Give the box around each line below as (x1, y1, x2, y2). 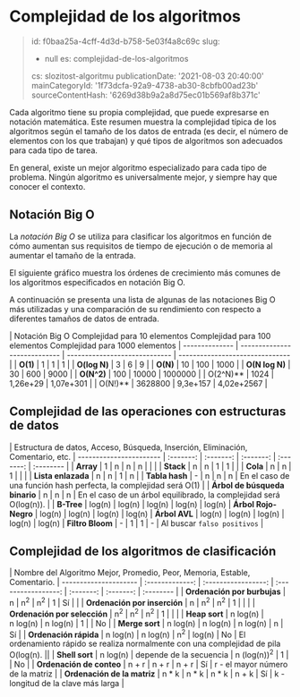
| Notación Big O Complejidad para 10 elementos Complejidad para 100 (9, 330, 271, 341)
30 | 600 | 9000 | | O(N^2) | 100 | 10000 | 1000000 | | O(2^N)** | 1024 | (9, 369, 275, 379)
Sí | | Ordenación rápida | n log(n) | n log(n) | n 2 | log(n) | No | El (9, 627, 246, 640)
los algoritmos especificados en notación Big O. (9, 276, 185, 287)
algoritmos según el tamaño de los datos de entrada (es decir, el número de (9, 125, 289, 136)
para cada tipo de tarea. (9, 145, 99, 156)
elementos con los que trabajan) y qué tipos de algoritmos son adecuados (9, 135, 284, 146)
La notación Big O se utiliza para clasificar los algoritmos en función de (9, 231, 272, 242)
